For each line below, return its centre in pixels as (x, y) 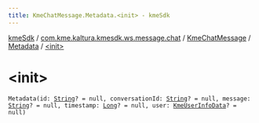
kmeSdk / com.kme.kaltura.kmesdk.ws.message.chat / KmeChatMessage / (129, 38)
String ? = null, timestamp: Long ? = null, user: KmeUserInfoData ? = (122, 105)
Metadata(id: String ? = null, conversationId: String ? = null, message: (129, 99)
